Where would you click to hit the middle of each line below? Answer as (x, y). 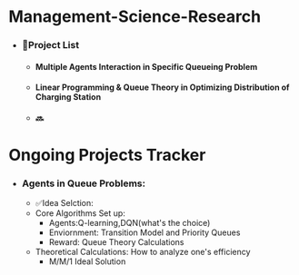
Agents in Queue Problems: (84, 183)
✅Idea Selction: (65, 203)
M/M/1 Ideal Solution (87, 261)
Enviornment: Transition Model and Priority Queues (145, 232)
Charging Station (68, 97)
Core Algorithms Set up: (80, 213)
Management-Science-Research (135, 17)
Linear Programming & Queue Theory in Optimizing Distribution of (162, 87)
